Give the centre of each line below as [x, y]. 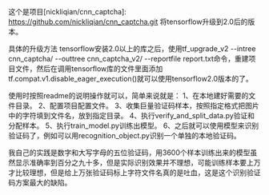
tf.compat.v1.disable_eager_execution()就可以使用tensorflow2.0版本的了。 [131, 79]
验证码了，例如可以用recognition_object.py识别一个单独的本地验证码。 [125, 135]
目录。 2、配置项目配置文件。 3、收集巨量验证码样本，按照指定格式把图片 [137, 105]
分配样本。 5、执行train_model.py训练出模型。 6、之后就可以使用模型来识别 [134, 125]
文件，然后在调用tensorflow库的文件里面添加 [89, 69]
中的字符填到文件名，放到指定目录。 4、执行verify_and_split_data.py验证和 [131, 115]
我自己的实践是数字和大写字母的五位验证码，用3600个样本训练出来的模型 [129, 153]
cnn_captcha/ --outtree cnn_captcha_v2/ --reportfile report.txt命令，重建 [128, 59]
